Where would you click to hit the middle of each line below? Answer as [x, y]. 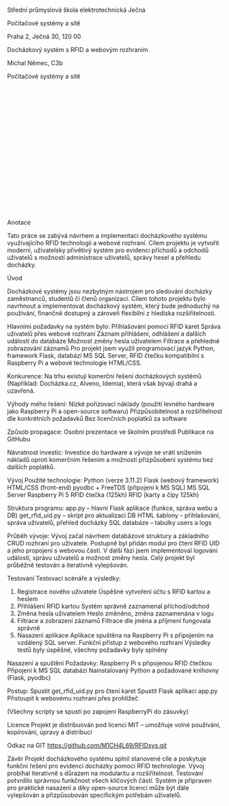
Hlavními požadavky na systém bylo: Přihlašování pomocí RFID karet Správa [114, 326]
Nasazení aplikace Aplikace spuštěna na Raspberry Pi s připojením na [115, 635]
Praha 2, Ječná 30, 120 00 [44, 36]
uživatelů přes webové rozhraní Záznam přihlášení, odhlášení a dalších [107, 334]
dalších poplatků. [31, 467]
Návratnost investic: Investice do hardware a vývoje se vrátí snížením [105, 452]
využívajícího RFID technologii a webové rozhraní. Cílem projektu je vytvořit [113, 243]
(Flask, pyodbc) [29, 677]
